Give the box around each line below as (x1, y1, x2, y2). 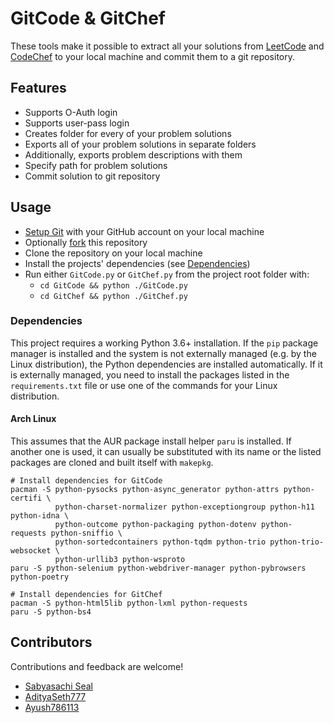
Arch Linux (10, 413, 57, 425)
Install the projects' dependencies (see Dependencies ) (24, 257, 251, 269)
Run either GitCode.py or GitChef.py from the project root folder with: (24, 268, 310, 280)
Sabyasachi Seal (24, 680, 93, 692)
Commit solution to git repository (24, 170, 161, 182)
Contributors (10, 634, 93, 651)
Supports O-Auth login (24, 106, 118, 118)
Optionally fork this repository (24, 236, 148, 248)
